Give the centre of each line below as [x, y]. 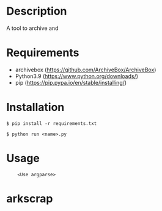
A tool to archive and [32, 28]
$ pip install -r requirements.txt [52, 123]
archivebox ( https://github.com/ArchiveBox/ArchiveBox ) [86, 70]
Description [37, 11]
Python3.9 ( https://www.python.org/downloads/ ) [77, 76]
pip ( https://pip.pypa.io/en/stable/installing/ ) [71, 82]
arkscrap [30, 198]
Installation [35, 107]
